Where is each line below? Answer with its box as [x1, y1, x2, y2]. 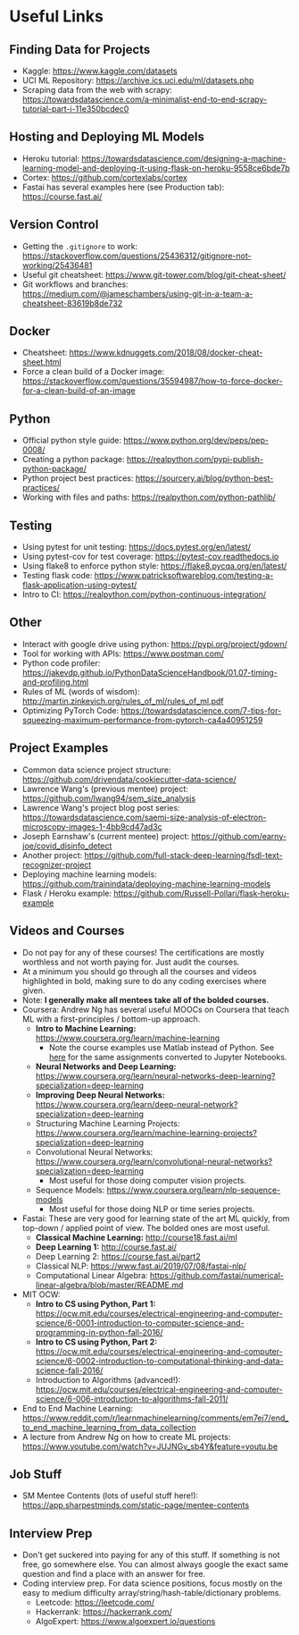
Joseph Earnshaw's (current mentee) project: [21, 830, 190, 841]
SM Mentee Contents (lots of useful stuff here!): [21, 1490, 199, 1501]
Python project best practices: [21, 473, 134, 484]
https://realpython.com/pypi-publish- [126, 454, 264, 465]
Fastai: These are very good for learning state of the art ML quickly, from [21, 1213, 290, 1224]
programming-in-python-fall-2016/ [35, 1327, 163, 1337]
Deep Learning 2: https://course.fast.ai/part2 [35, 1251, 201, 1261]
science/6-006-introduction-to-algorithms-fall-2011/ [35, 1393, 229, 1404]
